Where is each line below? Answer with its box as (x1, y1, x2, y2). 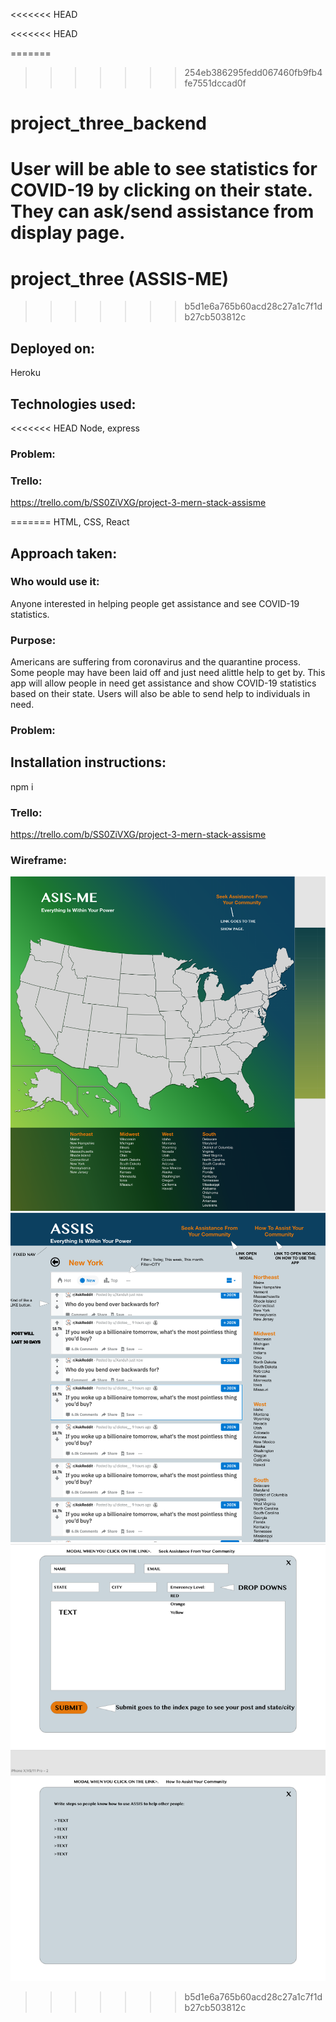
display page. (10, 222, 126, 244)
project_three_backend (10, 112, 208, 135)
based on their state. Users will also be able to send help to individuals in (10, 688, 311, 700)
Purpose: (10, 633, 57, 647)
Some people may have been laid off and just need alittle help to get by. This (10, 667, 326, 679)
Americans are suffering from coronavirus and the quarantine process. (10, 656, 302, 668)
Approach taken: (10, 545, 118, 562)
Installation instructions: (10, 754, 167, 771)
